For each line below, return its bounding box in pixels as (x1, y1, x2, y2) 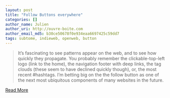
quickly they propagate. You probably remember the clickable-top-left (17, 55, 165, 61)
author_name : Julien (5, 21, 49, 27)
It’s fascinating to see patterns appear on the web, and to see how (17, 50, 157, 56)
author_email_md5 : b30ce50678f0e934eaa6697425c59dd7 (5, 31, 120, 36)
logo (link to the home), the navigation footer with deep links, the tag (17, 61, 161, 67)
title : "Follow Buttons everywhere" (5, 12, 83, 17)
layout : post (5, 7, 33, 13)
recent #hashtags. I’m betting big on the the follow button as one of (17, 71, 159, 78)
